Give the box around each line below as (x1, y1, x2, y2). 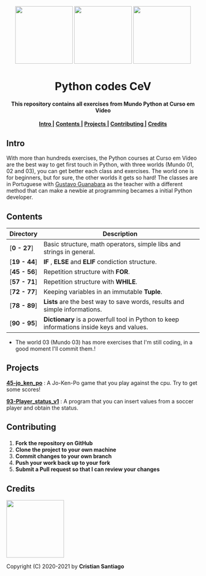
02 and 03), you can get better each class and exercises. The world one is (6, 168, 194, 175)
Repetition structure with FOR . (43, 268, 130, 276)
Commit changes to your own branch (15, 453, 112, 460)
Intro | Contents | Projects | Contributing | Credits (39, 120, 167, 128)
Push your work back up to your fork (15, 459, 110, 467)
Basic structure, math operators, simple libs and (43, 240, 181, 249)
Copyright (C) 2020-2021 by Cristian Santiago (6, 562, 124, 570)
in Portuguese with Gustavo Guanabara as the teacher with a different (6, 181, 183, 188)
